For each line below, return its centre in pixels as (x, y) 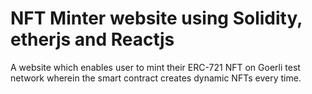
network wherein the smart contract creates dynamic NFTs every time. (156, 78)
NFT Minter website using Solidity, (156, 18)
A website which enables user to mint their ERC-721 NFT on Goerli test (155, 67)
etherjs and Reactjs (92, 39)
